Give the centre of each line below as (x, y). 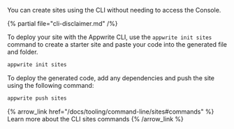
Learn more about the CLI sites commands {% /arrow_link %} (95, 119)
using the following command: (51, 85)
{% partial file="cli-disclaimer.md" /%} (63, 23)
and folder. (23, 52)
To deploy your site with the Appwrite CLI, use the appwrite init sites (110, 37)
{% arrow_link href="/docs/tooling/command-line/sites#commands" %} (111, 112)
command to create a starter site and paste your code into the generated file (117, 44)
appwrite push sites (37, 98)
